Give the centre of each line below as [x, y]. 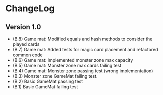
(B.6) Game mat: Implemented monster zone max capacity [73, 60]
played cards [26, 44]
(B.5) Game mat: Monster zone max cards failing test [67, 66]
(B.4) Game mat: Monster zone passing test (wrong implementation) [83, 71]
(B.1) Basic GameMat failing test [45, 87]
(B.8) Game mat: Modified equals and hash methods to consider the [83, 39]
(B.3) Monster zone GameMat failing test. [55, 76]
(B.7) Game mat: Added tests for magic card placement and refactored [85, 50]
